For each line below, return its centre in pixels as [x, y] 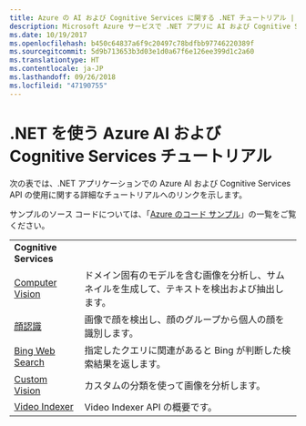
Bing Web [35, 350]
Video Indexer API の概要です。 [151, 407]
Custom [31, 379]
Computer [36, 282]
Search [30, 362]
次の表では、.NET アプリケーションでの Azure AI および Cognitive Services [150, 183]
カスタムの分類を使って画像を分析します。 [175, 385]
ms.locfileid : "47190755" [58, 86]
